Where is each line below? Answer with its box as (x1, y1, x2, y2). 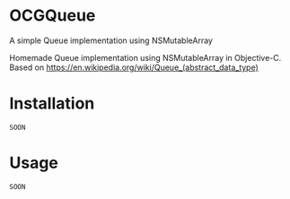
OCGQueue (9, 5, 96, 26)
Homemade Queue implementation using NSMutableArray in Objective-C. (9, 52, 282, 63)
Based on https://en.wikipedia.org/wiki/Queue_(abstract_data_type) (9, 62, 259, 73)
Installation (9, 93, 95, 114)
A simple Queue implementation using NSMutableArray (9, 35, 214, 46)
